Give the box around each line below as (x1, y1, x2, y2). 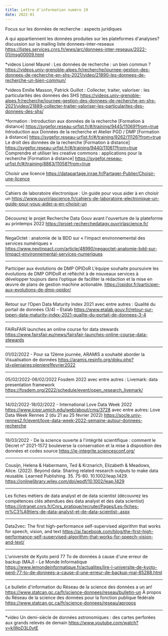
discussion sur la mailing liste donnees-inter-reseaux (5, 41, 114, 47)
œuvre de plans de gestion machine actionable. (5, 281, 103, 287)
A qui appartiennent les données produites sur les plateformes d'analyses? (5, 36, 159, 42)
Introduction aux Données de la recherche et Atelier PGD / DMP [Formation (5, 128, 160, 134)
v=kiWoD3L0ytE (5, 625, 38, 631)
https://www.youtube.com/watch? (68, 619, 138, 625)
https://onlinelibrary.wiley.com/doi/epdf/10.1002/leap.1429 (5, 478, 125, 484)
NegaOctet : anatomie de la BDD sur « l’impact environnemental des (5, 235, 145, 241)
